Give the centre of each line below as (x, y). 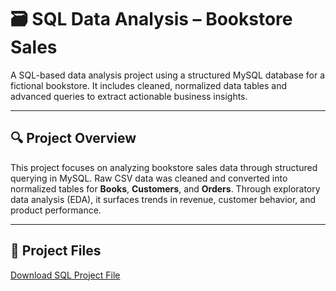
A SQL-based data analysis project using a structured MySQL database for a (168, 75)
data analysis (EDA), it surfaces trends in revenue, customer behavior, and (163, 199)
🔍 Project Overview (73, 138)
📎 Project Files (56, 251)
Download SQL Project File (65, 275)
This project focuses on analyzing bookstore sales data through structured (164, 167)
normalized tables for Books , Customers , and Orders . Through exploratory (165, 188)
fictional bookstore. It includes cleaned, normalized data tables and (149, 85)
